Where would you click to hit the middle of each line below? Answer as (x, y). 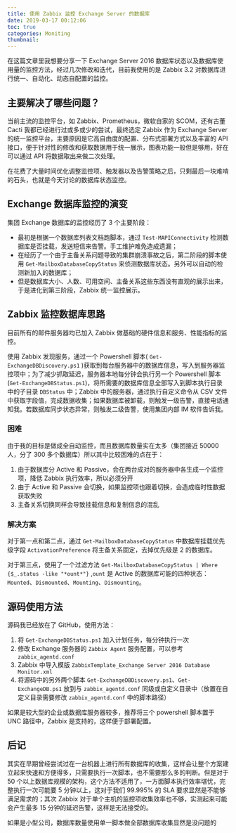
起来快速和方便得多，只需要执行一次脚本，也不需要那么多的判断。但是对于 (121, 772)
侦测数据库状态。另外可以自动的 (171, 264)
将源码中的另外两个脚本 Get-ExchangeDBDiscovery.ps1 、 (98, 680)
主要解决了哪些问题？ (53, 103)
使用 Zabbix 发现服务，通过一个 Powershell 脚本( (78, 356)
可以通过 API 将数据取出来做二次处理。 (63, 156)
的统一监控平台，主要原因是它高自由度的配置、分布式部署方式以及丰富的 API (118, 138)
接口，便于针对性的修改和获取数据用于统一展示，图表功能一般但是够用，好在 (118, 147)
